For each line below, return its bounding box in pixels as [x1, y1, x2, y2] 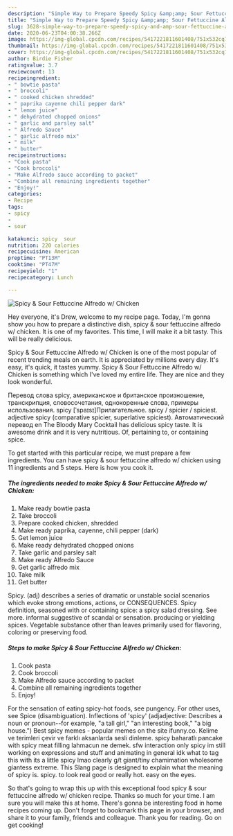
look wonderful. [8, 377, 53, 385]
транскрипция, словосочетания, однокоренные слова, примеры [8, 398, 199, 406]
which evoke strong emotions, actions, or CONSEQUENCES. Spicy [8, 598, 197, 607]
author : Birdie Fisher [8, 55, 73, 62]
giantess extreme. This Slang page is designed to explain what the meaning [8, 763, 223, 772]
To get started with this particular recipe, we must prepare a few [8, 449, 191, 457]
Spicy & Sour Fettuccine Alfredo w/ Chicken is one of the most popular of [8, 348, 217, 356]
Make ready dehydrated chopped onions [17, 541, 134, 549]
